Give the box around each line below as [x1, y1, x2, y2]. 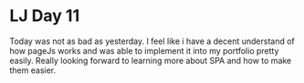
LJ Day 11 [9, 5, 80, 26]
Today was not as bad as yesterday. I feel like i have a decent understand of [9, 36, 295, 47]
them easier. [9, 65, 57, 76]
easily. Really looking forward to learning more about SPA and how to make [9, 55, 292, 66]
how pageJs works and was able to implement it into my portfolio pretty [9, 45, 279, 56]
